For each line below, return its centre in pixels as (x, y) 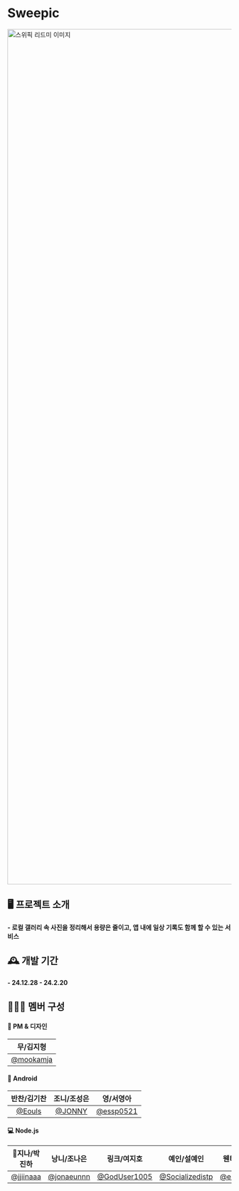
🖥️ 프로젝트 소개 (38, 905)
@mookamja (32, 1059)
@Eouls (29, 1111)
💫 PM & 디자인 (27, 1026)
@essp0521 (117, 1111)
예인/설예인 (186, 1158)
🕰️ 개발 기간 (33, 961)
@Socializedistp (186, 1176)
